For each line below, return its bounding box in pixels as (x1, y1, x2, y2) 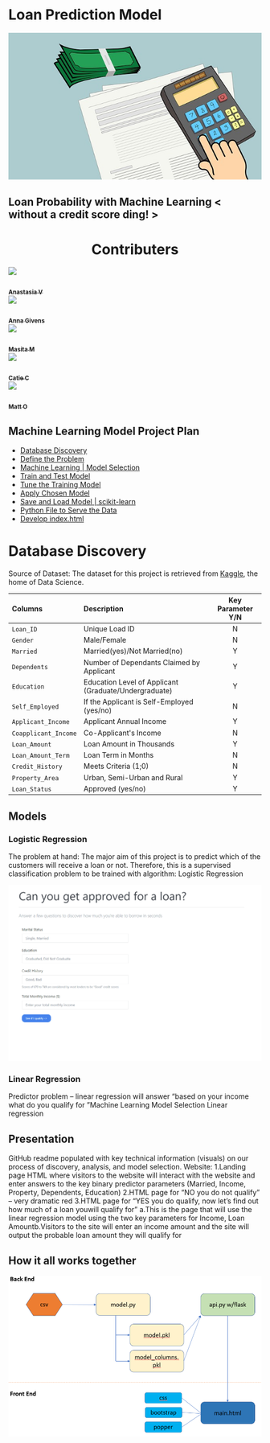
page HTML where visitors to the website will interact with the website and (8, 1170, 256, 1180)
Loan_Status (11, 785, 52, 793)
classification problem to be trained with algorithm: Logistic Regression (8, 869, 243, 878)
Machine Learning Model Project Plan (8, 424, 200, 438)
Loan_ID (11, 625, 38, 633)
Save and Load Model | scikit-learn (19, 497, 137, 507)
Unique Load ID (83, 623, 135, 633)
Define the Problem (19, 454, 84, 464)
